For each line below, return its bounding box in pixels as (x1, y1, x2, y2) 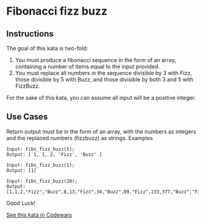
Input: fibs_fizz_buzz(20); (6, 178, 78, 184)
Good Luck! (6, 199, 35, 206)
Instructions (6, 29, 54, 39)
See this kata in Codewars (6, 211, 72, 219)
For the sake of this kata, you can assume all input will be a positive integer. (6, 94, 196, 101)
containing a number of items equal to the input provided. (15, 63, 160, 70)
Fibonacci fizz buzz (6, 4, 108, 18)
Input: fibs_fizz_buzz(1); (6, 162, 75, 168)
